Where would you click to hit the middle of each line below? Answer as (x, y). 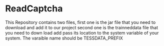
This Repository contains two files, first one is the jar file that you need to (80, 22)
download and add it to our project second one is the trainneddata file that (82, 27)
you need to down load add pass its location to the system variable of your (82, 33)
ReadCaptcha (34, 9)
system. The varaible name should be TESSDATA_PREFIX (64, 38)
